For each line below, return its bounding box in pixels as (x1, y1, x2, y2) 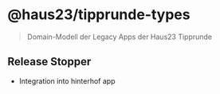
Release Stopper (7, 55, 92, 69)
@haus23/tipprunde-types (7, 6, 191, 24)
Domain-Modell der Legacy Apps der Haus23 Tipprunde (26, 32, 213, 41)
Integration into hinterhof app (18, 76, 116, 85)
